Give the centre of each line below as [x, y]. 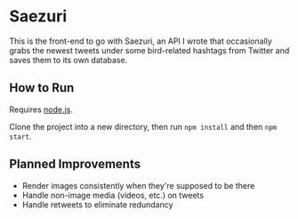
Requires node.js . [41, 109]
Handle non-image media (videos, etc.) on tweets [113, 195]
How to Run [42, 88]
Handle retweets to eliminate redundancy [97, 204]
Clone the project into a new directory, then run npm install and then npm [143, 126]
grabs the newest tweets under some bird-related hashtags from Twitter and [149, 50]
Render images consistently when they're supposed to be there [138, 185]
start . [20, 136]
